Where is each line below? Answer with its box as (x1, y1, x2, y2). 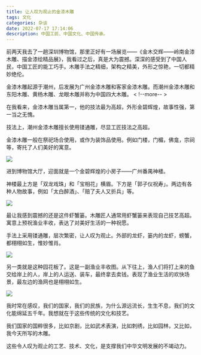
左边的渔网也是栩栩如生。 (22, 279, 85, 286)
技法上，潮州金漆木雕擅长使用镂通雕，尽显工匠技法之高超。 (6, 124, 153, 131)
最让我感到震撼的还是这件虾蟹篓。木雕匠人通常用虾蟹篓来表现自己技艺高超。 (6, 212, 195, 219)
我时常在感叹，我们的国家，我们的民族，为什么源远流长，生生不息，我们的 (6, 302, 190, 310)
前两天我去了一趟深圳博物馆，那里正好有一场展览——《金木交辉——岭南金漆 (6, 48, 195, 56)
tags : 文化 (6, 14, 32, 20)
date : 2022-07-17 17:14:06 (6, 25, 74, 32)
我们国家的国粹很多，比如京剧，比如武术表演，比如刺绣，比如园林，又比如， (6, 322, 195, 329)
